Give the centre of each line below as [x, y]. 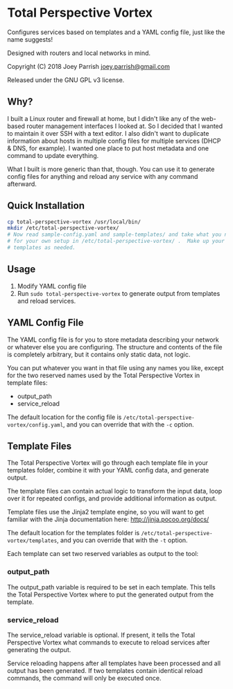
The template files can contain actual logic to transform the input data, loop [115, 491]
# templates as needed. [42, 248]
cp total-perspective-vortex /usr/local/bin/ [74, 222]
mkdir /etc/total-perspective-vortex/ [63, 228]
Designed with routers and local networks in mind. [79, 53]
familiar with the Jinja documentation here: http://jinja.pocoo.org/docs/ [108, 519]
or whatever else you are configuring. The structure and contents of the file [115, 347]
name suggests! [30, 39]
